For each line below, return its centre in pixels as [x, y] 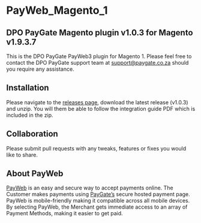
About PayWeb [35, 174]
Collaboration [32, 134]
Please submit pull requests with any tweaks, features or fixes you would [96, 148]
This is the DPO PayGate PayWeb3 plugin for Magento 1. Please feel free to [99, 56]
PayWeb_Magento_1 [57, 10]
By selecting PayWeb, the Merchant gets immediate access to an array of [97, 207]
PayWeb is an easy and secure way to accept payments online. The [90, 188]
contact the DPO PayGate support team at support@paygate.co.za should [97, 63]
